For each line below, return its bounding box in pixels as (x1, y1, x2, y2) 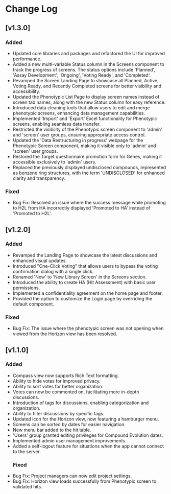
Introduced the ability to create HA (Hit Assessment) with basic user (12, 279, 156, 285)
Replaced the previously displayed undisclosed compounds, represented (12, 164, 166, 170)
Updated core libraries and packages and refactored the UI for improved (12, 50, 165, 56)
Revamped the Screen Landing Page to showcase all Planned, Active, (12, 77, 159, 83)
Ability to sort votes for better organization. (12, 383, 104, 389)
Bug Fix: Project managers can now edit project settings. (12, 473, 132, 479)
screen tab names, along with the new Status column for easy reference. (12, 99, 166, 105)
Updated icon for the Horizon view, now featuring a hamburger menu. (12, 416, 159, 422)
